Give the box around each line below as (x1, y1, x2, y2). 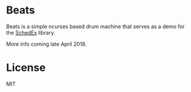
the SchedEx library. (6, 29, 56, 36)
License (6, 61, 46, 74)
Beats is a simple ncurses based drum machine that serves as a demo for (6, 23, 185, 30)
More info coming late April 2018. (6, 40, 87, 47)
